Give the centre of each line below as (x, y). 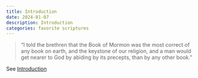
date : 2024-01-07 (28, 17)
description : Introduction (40, 22)
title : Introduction (32, 12)
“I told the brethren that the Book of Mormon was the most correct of (105, 45)
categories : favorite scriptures (48, 28)
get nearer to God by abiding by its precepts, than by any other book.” (106, 57)
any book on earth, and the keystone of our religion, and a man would (106, 51)
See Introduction (26, 69)
